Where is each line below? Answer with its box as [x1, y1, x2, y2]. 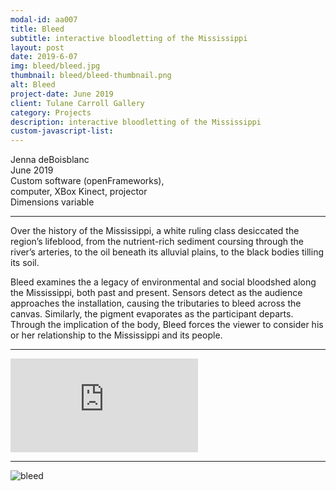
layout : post [10, 42, 65, 53]
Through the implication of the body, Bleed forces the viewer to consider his [10, 319, 324, 331]
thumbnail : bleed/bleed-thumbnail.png [10, 71, 172, 81]
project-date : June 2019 [10, 89, 114, 99]
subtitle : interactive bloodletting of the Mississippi [10, 33, 248, 43]
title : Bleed [10, 24, 65, 34]
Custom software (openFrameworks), [10, 175, 165, 187]
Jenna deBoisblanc [10, 154, 90, 166]
